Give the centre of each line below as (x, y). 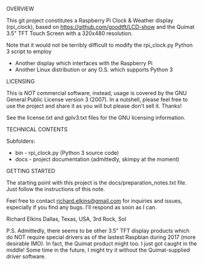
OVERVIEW (20, 9)
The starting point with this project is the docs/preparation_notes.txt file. (96, 183)
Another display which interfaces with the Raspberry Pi (84, 63)
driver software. (26, 256)
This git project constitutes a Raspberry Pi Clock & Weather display (90, 20)
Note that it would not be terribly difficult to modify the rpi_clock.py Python (99, 45)
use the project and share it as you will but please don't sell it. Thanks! (94, 106)
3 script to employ (29, 51)
